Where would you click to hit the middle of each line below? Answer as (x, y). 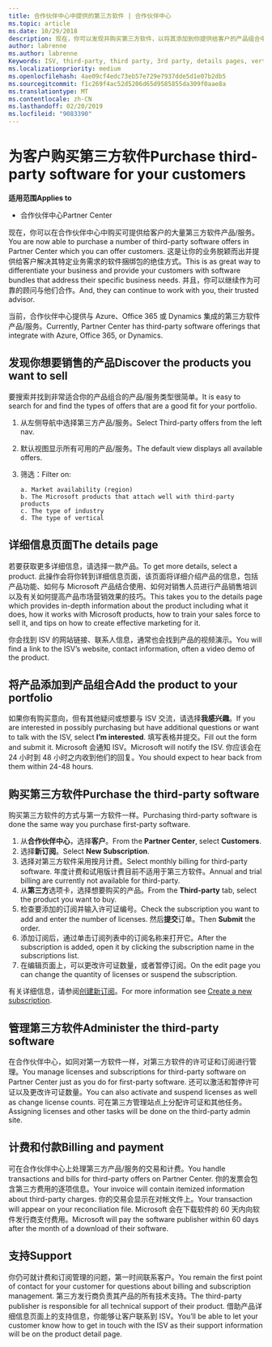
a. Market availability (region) (76, 489)
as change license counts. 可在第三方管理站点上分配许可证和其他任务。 (127, 1102)
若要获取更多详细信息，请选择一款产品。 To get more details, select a (123, 566)
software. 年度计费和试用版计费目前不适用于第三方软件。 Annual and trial (141, 871)
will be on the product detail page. (66, 1334)
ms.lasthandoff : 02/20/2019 (56, 106)
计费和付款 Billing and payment (86, 1148)
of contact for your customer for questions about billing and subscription (130, 1286)
